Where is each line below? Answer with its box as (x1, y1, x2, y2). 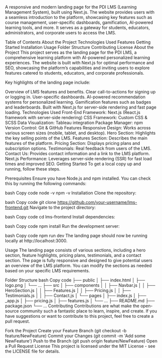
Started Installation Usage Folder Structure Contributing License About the (5, 45, 154, 50)
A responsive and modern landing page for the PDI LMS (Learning (5, 4, 137, 10)
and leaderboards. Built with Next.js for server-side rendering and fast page (5, 104, 157, 110)
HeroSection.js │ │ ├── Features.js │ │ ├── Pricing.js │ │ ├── (5, 288, 131, 293)
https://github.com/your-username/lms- (57, 200, 137, 205)
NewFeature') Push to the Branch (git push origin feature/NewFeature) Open (5, 338, 158, 343)
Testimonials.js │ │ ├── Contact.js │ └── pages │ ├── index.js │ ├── (5, 293, 146, 298)
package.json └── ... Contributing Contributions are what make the (5, 303, 140, 309)
